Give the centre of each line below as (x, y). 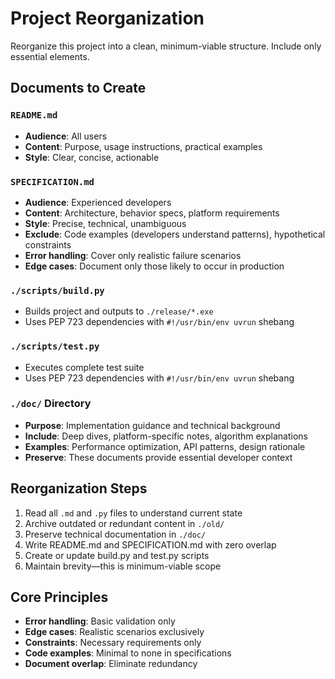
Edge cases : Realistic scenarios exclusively (114, 632)
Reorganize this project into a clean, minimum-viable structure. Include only (166, 46)
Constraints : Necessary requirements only (113, 643)
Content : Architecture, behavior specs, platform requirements (152, 213)
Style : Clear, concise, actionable (92, 157)
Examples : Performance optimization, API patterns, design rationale (165, 446)
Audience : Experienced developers (98, 202)
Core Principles (59, 597)
